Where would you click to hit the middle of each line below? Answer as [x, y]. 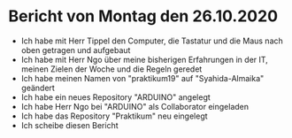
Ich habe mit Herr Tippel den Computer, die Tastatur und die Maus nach [152, 41]
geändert [38, 88]
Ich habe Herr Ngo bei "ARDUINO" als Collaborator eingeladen [135, 106]
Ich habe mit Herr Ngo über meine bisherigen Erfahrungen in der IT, [145, 59]
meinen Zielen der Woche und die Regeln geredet [111, 69]
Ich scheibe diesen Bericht [69, 125]
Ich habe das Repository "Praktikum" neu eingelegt [115, 116]
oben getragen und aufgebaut [76, 50]
